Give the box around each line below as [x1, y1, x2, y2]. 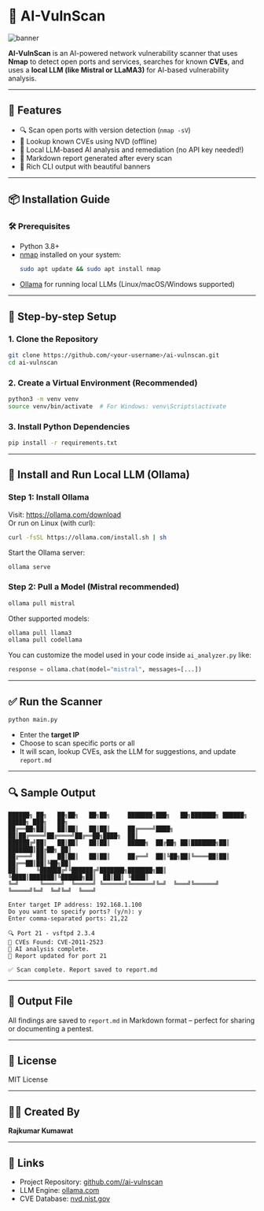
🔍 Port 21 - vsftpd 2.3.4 [8, 929, 96, 937]
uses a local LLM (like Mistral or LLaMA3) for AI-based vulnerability [8, 65, 229, 74]
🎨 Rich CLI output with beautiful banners [19, 162, 151, 171]
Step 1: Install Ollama [8, 492, 90, 503]
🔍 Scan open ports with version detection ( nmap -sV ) [19, 125, 191, 135]
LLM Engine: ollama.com [19, 1185, 100, 1194]
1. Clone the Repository [8, 333, 98, 344]
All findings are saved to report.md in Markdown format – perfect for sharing [8, 1016, 255, 1025]
